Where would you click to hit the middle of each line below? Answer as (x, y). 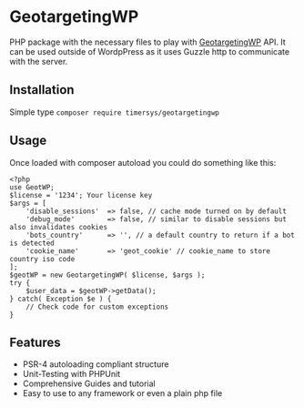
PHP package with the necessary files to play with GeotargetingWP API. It (148, 42)
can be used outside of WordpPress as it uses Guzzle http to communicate (149, 51)
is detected (32, 243)
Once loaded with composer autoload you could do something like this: (143, 162)
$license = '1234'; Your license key (81, 195)
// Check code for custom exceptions (97, 307)
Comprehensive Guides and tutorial (89, 383)
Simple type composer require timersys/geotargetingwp (115, 112)
